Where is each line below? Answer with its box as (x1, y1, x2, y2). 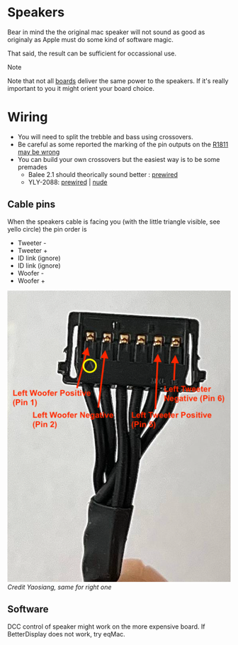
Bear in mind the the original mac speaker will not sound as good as (7, 28, 205, 36)
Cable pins (7, 198, 55, 210)
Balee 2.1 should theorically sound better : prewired (28, 170, 178, 178)
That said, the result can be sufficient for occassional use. (7, 49, 177, 58)
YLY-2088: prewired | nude (28, 178, 108, 186)
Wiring (7, 109, 48, 125)
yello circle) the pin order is (7, 224, 87, 233)
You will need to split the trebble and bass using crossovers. (17, 132, 193, 141)
